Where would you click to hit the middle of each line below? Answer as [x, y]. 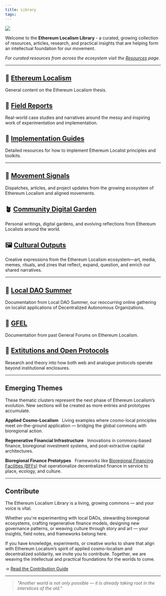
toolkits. [13, 155]
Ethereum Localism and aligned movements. [50, 193]
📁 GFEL [16, 323]
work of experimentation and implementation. [51, 123]
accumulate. [18, 411]
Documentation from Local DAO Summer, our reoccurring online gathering [81, 302]
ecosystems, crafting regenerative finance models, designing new [72, 523]
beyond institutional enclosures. [38, 368]
